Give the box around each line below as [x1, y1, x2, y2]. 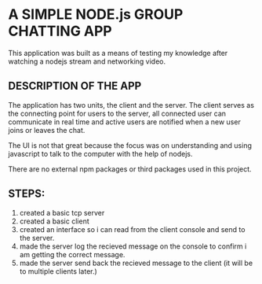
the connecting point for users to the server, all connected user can [8, 109, 226, 118]
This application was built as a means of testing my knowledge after [8, 48, 228, 57]
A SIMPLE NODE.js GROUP [8, 6, 184, 24]
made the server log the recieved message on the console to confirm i [19, 242, 247, 251]
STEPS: [8, 187, 45, 201]
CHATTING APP [8, 22, 112, 40]
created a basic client [19, 216, 89, 226]
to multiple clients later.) [19, 266, 98, 276]
